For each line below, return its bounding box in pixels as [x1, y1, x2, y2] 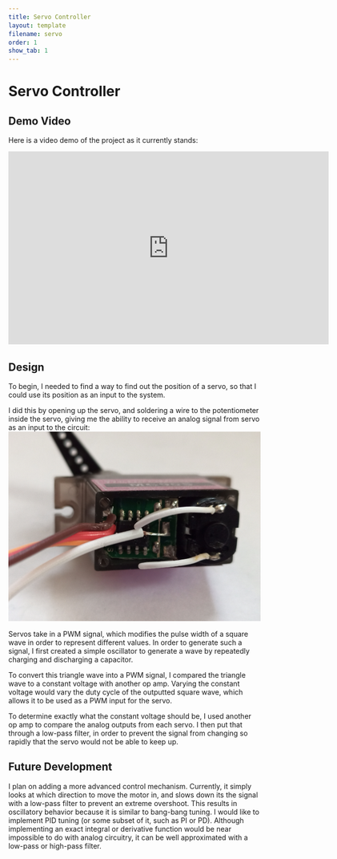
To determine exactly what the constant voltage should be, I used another [8, 711, 252, 721]
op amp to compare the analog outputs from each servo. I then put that [8, 719, 243, 729]
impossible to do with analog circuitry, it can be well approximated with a [8, 833, 248, 842]
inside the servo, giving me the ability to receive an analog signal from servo [8, 414, 260, 423]
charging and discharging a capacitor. [8, 654, 134, 664]
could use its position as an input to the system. [8, 390, 166, 399]
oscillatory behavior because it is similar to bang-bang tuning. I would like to [8, 807, 260, 816]
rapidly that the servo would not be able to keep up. [8, 736, 179, 746]
